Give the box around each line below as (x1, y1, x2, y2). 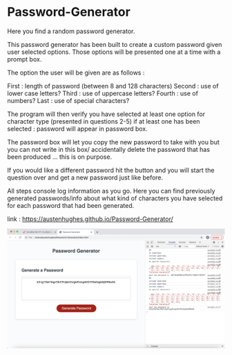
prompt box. (7, 55, 42, 63)
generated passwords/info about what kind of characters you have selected (7, 194, 223, 202)
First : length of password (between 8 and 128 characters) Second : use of (7, 81, 219, 90)
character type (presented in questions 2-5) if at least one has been (7, 117, 200, 125)
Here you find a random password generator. (7, 27, 135, 35)
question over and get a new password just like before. (7, 173, 164, 182)
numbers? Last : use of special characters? (7, 96, 130, 104)
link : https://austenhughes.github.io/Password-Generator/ (7, 215, 174, 223)
